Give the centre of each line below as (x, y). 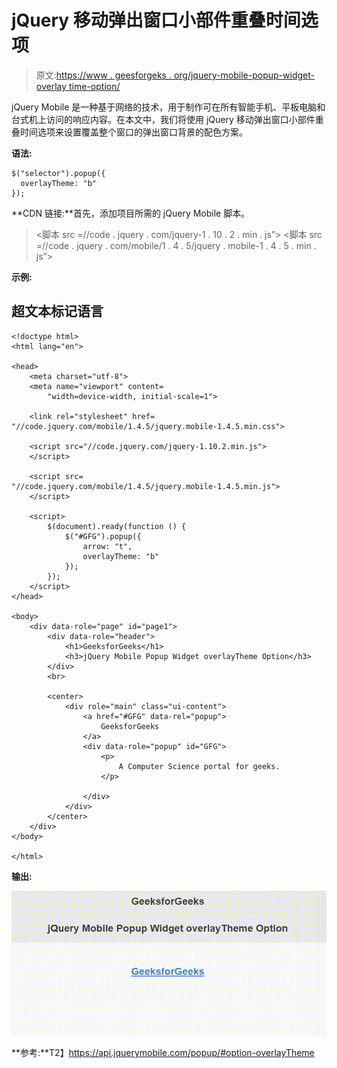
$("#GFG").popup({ (103, 536)
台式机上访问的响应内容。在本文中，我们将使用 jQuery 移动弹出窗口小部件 (163, 119)
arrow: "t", (107, 546)
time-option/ (95, 86)
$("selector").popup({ (58, 173)
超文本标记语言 (57, 311)
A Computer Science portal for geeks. (199, 766)
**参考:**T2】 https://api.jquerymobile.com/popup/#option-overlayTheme (163, 1053)
